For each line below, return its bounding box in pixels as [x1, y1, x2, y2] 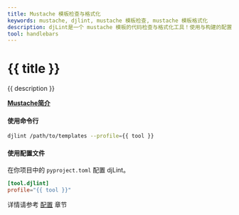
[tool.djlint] [7, 180, 50, 187]
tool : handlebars [7, 30, 59, 38]
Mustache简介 [7, 99, 51, 107]
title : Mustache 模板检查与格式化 [7, 10, 101, 18]
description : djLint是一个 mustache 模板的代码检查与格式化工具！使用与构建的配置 [7, 23, 233, 31]
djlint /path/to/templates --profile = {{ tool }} [7, 133, 154, 140]
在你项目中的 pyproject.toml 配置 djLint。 [7, 166, 130, 175]
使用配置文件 [7, 148, 45, 157]
